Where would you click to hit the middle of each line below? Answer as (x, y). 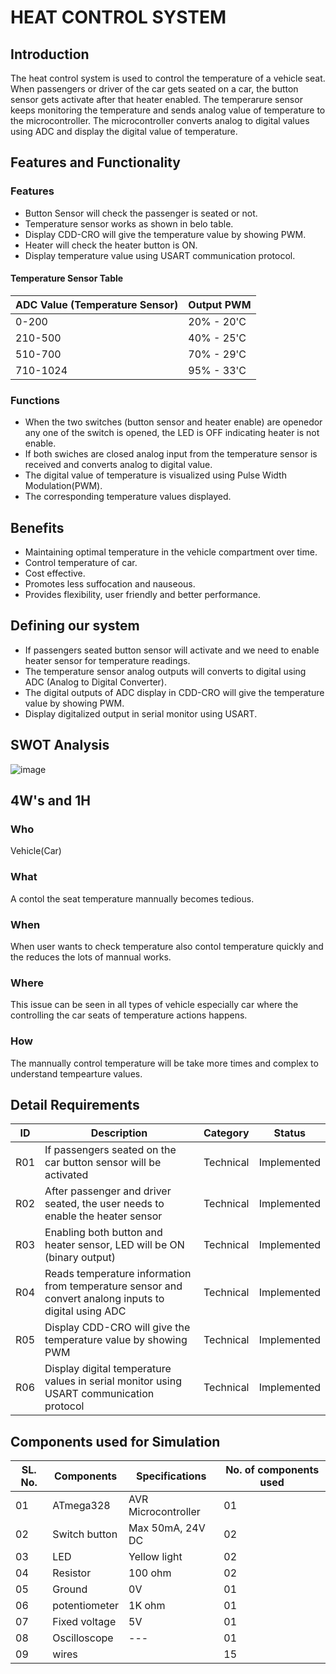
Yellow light (155, 1557)
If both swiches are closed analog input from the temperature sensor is (171, 454)
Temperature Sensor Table (67, 278)
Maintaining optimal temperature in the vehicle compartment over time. (171, 552)
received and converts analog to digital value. (118, 465)
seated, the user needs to (104, 1204)
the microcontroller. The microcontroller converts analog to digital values (160, 120)
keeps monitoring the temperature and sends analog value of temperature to (168, 110)
